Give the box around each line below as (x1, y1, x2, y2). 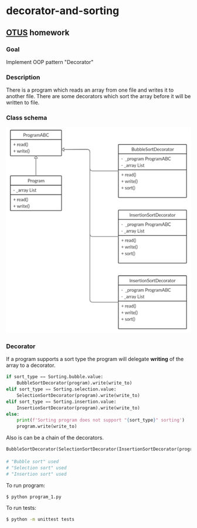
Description (6, 73, 40, 81)
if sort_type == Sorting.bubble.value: (6, 374, 104, 380)
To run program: (6, 482, 46, 489)
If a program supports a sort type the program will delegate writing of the (6, 356, 184, 363)
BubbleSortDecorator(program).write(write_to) (16, 380, 133, 386)
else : (6, 411, 19, 417)
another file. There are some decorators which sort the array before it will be (6, 93, 191, 100)
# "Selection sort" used (6, 464, 67, 471)
